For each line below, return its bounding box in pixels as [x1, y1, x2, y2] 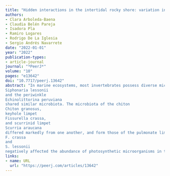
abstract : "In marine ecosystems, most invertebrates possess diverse [5, 83, 157, 88]
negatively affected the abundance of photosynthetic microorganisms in [5, 149, 162, 154]
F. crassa [5, 135, 26, 140]
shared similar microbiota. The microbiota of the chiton [5, 102, 130, 107]
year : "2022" [5, 50, 33, 55]
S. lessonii [5, 144, 30, 150]
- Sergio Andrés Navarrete [5, 41, 62, 46]
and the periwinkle [5, 92, 47, 97]
